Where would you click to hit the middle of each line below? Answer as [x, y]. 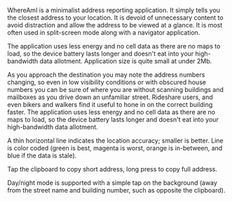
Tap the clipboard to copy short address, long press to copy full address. [112, 169]
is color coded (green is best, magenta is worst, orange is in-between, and [115, 148]
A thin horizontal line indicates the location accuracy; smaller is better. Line [116, 141]
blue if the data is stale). [42, 155]
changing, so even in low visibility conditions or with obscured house [107, 82]
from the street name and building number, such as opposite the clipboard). [116, 190]
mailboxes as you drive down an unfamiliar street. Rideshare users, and [110, 97]
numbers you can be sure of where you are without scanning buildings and [116, 90]
